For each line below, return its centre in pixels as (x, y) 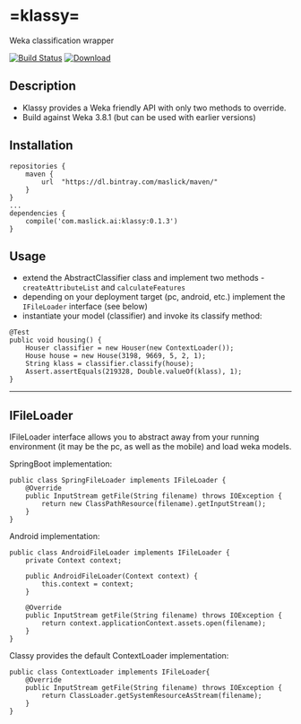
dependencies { (38, 213)
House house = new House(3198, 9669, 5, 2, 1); (116, 356)
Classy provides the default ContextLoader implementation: (119, 656)
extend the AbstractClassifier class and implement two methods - (143, 278)
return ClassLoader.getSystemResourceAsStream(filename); (152, 696)
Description (43, 86)
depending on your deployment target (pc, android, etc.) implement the (154, 297)
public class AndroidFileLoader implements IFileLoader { (120, 553)
